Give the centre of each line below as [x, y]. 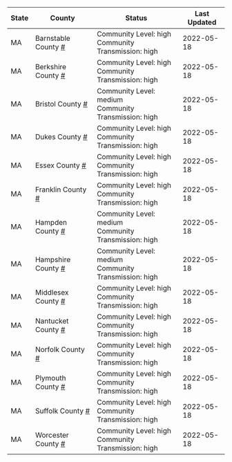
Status [136, 18]
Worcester [52, 435]
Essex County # [60, 165]
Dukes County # [61, 137]
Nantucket [52, 321]
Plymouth [50, 378]
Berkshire [51, 67]
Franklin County [61, 190]
